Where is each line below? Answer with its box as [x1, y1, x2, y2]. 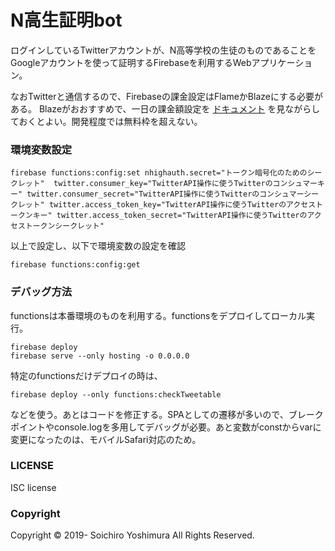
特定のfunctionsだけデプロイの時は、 [10, 369, 163, 381]
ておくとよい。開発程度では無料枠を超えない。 [10, 115, 203, 127]
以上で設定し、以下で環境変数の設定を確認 [10, 240, 186, 252]
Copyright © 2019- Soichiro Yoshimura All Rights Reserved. [10, 529, 255, 541]
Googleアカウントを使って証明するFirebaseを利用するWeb [10, 56, 252, 68]
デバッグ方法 [10, 285, 73, 299]
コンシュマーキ [272, 179, 325, 189]
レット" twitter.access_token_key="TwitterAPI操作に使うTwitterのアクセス [17, 200, 317, 210]
